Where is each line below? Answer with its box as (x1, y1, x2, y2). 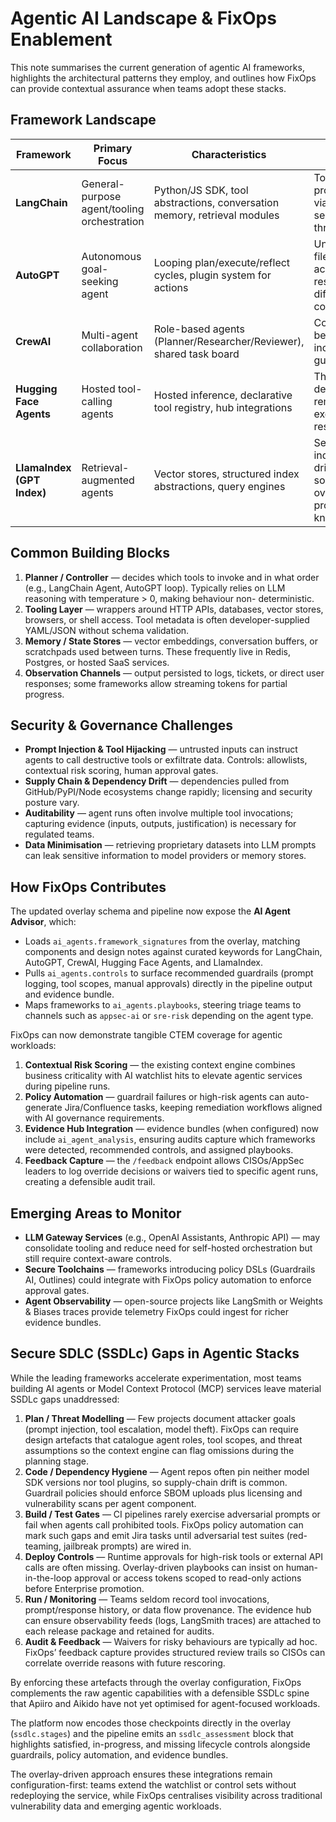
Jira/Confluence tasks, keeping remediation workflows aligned (64, 1102, 323, 1114)
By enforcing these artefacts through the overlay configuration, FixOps (10, 1676, 302, 1688)
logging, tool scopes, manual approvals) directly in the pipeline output (24, 978, 313, 990)
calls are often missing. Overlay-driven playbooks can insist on (24, 1561, 284, 1573)
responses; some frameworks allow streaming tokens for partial (24, 677, 288, 689)
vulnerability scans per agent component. (24, 1497, 197, 1509)
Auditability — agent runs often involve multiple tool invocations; (24, 807, 294, 819)
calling (81, 394, 113, 408)
